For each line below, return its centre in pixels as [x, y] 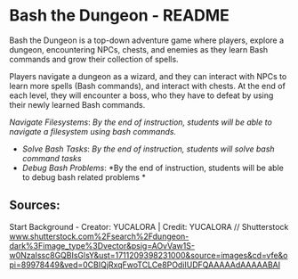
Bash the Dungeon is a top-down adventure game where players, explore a [147, 40]
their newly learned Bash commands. [77, 104]
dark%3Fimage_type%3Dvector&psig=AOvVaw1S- [102, 245]
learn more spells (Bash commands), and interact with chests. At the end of [148, 86]
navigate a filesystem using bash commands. [93, 131]
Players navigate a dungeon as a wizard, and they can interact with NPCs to [148, 76]
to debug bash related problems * [84, 177]
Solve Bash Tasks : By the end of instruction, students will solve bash [148, 149]
